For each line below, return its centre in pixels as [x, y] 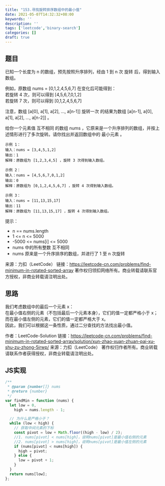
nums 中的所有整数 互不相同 [41, 247]
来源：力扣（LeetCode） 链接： [38, 264]
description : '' [22, 24]
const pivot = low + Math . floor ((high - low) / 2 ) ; [68, 433]
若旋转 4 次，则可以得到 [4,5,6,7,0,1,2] [43, 94]
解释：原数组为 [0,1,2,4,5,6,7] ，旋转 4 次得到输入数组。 [61, 186]
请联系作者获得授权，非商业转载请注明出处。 [51, 353]
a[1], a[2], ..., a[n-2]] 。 [28, 118]
